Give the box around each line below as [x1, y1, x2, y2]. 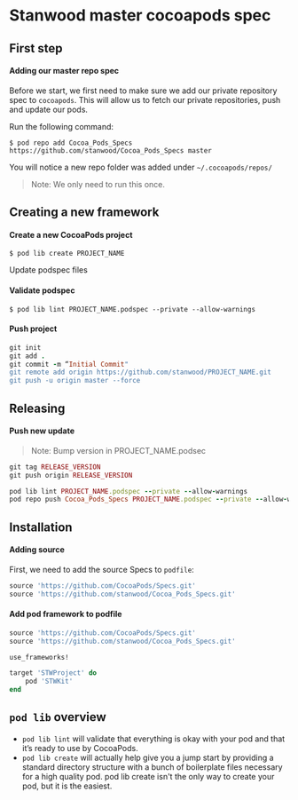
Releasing [9, 400, 66, 416]
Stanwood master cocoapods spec [9, 5, 271, 26]
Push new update [9, 425, 75, 436]
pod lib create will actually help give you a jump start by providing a [21, 752, 274, 763]
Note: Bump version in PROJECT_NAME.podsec [30, 445, 207, 455]
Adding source [9, 544, 65, 555]
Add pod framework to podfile [9, 609, 122, 620]
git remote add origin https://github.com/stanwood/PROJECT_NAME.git [9, 368, 272, 377]
